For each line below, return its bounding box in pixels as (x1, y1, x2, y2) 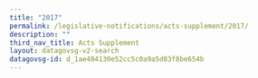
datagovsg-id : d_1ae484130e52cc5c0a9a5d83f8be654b (9, 55, 205, 64)
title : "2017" (9, 13, 63, 22)
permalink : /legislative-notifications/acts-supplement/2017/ (9, 22, 249, 30)
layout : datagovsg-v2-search (9, 47, 119, 56)
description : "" (9, 30, 71, 39)
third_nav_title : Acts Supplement (9, 38, 140, 48)
